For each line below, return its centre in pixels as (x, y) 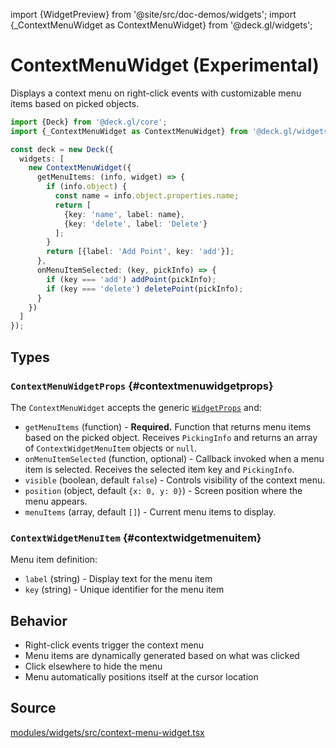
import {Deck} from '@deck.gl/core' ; (89, 122)
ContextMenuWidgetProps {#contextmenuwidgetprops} (142, 386)
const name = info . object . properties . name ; (147, 196)
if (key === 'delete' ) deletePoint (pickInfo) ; (145, 289)
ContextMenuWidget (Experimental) (165, 65)
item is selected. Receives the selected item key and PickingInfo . (159, 469)
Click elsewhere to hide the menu (93, 666)
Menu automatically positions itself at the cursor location (141, 676)
